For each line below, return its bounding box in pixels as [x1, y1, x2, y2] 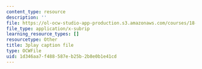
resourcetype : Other [6, 37, 58, 43]
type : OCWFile [6, 48, 42, 54]
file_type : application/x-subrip [6, 25, 90, 32]
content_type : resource [6, 8, 66, 15]
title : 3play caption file [6, 43, 74, 49]
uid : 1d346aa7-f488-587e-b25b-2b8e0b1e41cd [6, 53, 117, 59]
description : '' [6, 14, 47, 20]
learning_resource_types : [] [6, 31, 79, 37]
